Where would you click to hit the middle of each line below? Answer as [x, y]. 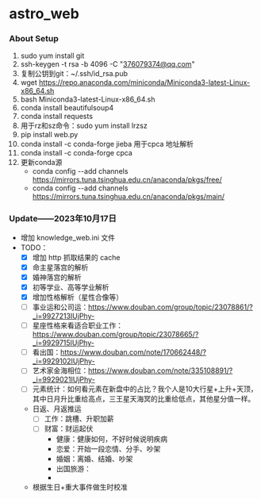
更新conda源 [41, 163]
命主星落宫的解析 [60, 267]
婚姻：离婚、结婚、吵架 [94, 459]
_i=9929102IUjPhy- [64, 361]
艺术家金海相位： [60, 370]
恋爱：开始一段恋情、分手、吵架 [108, 448]
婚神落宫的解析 [57, 277]
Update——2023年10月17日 [63, 219]
